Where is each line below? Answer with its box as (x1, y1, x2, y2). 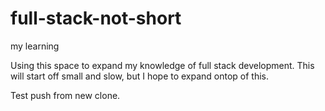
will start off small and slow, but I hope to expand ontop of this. (10, 70, 270, 82)
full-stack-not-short (10, 7, 182, 30)
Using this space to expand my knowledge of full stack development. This (10, 59, 315, 71)
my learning (10, 40, 60, 52)
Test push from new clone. (10, 89, 121, 101)
